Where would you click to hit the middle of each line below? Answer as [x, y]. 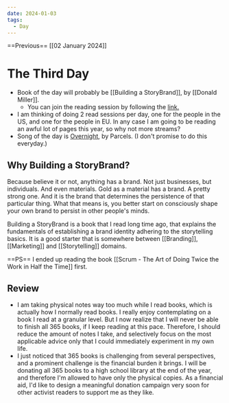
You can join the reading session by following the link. [103, 107]
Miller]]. [28, 100]
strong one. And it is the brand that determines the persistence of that [106, 196]
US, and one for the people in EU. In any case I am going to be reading [116, 122]
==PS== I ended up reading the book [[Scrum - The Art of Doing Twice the [113, 260]
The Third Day [48, 73]
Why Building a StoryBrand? [69, 165]
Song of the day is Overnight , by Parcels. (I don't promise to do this [112, 136]
